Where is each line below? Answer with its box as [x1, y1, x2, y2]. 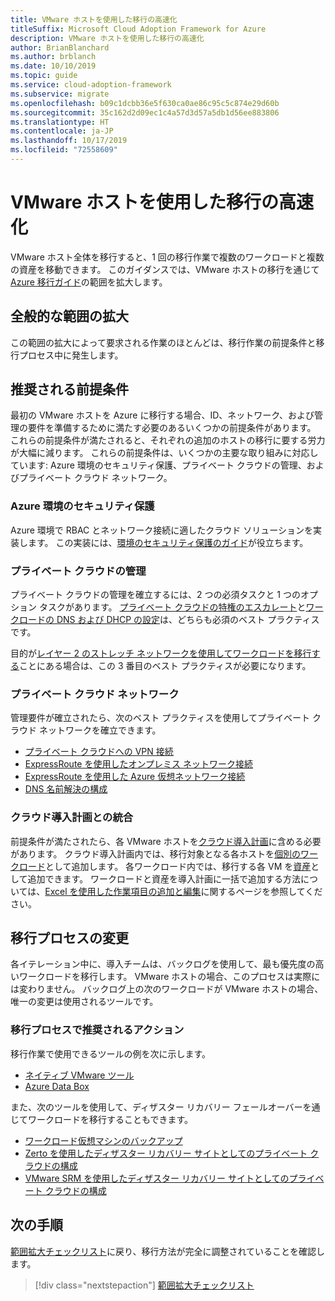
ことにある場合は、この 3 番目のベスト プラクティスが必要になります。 [19, 660, 312, 672]
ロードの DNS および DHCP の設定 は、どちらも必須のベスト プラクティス [18, 614, 320, 626]
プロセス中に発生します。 [18, 349, 124, 361]
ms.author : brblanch [10, 52, 97, 62]
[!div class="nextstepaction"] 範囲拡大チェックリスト [34, 1279, 255, 1291]
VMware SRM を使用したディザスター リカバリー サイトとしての [24, 1172, 290, 1184]
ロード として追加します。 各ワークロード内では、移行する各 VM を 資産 [18, 860, 312, 872]
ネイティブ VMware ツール [24, 1069, 135, 1081]
